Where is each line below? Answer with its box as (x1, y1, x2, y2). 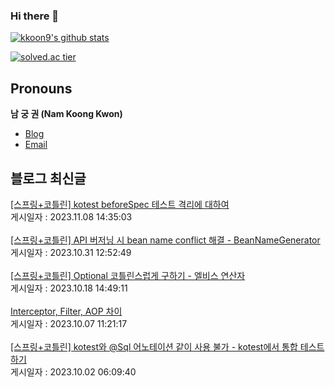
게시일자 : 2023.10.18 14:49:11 (10, 282, 128, 294)
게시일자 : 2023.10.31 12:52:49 (10, 246, 132, 258)
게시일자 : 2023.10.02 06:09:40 (10, 365, 137, 378)
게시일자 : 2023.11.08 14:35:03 (10, 210, 133, 223)
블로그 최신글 (10, 170, 87, 187)
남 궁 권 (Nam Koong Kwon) (10, 108, 123, 120)
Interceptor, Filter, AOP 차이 (10, 305, 123, 317)
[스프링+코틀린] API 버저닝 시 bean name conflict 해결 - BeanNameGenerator (10, 234, 321, 246)
